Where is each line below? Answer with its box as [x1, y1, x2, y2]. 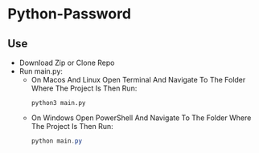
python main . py [31, 137, 82, 145]
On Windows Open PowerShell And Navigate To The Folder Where [31, 113, 252, 123]
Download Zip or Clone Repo [18, 58, 115, 67]
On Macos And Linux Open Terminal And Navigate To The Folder [31, 75, 246, 84]
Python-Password [7, 5, 132, 23]
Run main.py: [18, 66, 64, 76]
